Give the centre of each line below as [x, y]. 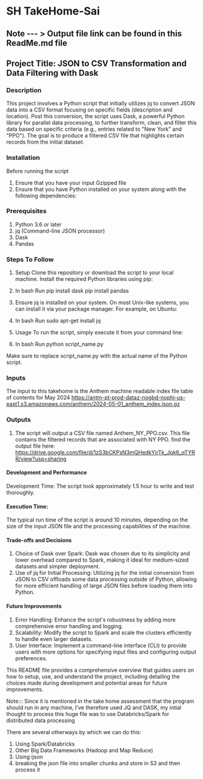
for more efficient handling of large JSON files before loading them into [104, 586]
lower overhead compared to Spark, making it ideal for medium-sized [102, 560]
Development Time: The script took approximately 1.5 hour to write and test [100, 486]
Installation [23, 157]
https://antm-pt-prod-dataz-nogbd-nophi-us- [128, 397]
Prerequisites [26, 211]
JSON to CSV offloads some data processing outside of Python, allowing [106, 579]
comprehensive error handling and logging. [69, 626]
